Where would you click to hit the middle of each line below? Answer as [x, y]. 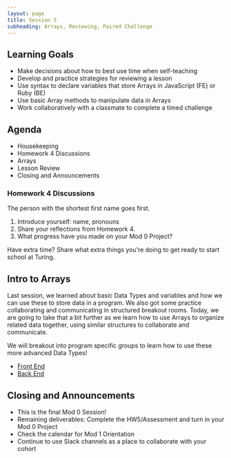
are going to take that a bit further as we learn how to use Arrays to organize [115, 318]
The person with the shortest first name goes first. [79, 209]
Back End [31, 374]
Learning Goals [41, 54]
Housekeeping [38, 146]
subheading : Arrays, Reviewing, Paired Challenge [80, 26]
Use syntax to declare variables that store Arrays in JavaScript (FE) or [116, 86]
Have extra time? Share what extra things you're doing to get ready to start [113, 250]
